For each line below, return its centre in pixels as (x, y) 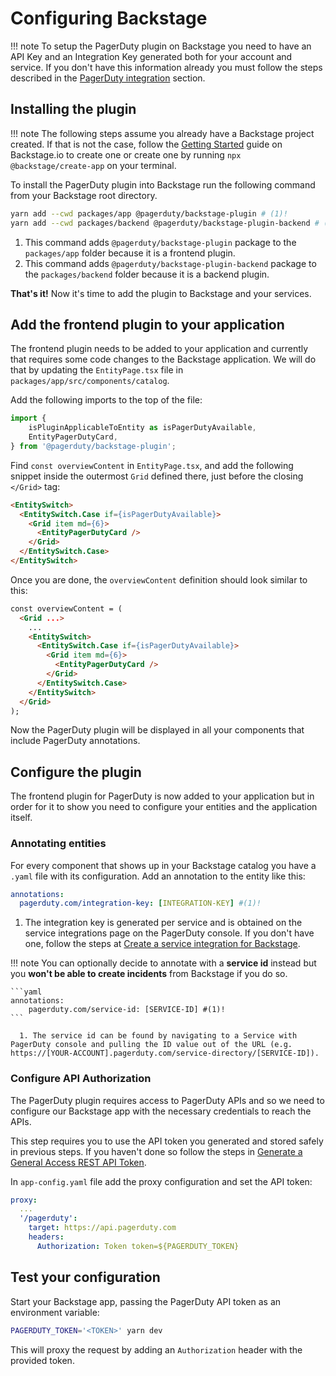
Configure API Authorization (81, 1079)
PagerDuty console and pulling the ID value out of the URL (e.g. (151, 1045)
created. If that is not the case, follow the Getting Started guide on (146, 144)
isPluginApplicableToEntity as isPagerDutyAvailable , (142, 428)
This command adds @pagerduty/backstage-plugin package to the (160, 242)
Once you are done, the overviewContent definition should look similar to (159, 579)
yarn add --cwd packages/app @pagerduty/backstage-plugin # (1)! (149, 213)
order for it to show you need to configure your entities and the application (164, 807)
